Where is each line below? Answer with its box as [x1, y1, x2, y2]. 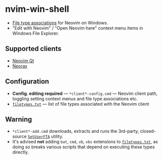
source [12, 133, 27, 139]
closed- [140, 128, 156, 134]
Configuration [5, 78, 49, 86]
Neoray [12, 63, 28, 69]
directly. [12, 149, 29, 155]
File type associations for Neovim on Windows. [12, 20, 108, 26]
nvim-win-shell [5, 3, 69, 15]
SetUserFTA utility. [28, 133, 63, 139]
